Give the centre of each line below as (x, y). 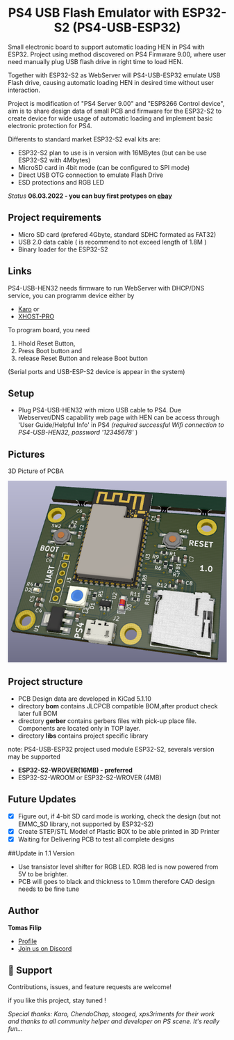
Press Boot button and (50, 350)
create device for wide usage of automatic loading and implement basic (110, 118)
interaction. (24, 90)
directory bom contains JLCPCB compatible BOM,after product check (118, 706)
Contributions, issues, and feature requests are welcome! (90, 987)
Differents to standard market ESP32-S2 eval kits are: (84, 139)
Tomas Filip (25, 927)
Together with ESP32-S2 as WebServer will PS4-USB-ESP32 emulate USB (114, 75)
